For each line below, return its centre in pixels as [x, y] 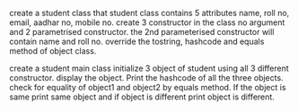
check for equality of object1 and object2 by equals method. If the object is [148, 87]
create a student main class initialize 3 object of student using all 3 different [149, 68]
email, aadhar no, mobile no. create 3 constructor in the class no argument [147, 22]
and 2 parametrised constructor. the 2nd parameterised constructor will [142, 32]
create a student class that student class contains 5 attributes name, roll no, [149, 13]
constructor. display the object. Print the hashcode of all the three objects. [147, 78]
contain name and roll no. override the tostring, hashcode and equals [137, 41]
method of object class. [53, 51]
